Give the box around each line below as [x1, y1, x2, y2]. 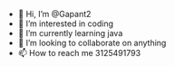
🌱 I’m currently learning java [17, 28, 123, 38]
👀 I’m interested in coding [17, 18, 114, 29]
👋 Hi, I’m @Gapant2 [17, 9, 92, 19]
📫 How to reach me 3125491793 [17, 48, 141, 58]
